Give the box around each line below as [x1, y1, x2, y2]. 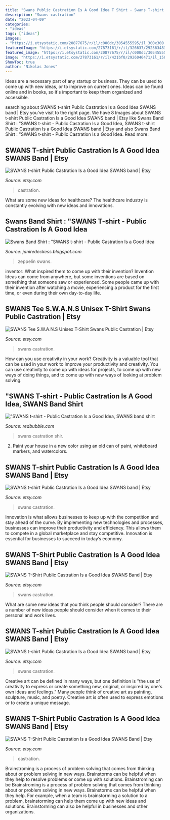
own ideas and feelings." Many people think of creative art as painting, [5, 689, 152, 695]
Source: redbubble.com [5, 423, 55, 429]
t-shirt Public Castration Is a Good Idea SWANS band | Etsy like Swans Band [5, 115, 164, 121]
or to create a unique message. [5, 699, 70, 706]
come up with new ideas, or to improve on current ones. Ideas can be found [5, 83, 163, 90]
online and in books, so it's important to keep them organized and [5, 89, 142, 95]
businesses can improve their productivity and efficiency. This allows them [5, 525, 161, 531]
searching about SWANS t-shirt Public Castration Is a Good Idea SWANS [5, 104, 156, 110]
